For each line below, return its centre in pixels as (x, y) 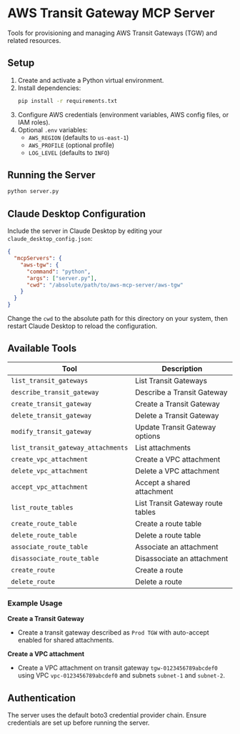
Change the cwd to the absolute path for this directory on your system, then (118, 318)
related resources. (34, 40)
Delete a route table (168, 535)
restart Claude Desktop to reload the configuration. (82, 326)
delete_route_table (44, 535)
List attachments (163, 447)
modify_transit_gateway (51, 431)
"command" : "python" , (59, 272)
